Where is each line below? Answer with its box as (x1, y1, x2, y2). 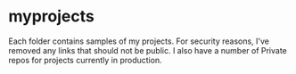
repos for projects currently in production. (8, 54, 162, 65)
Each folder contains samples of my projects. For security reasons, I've (8, 36, 269, 46)
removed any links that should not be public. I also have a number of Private (8, 45, 287, 55)
